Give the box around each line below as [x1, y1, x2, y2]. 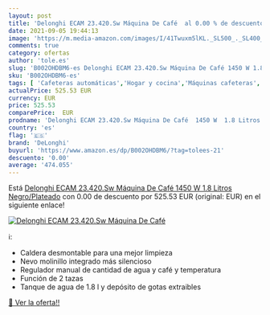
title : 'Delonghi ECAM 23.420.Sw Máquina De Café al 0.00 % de [8, 19, 228, 27]
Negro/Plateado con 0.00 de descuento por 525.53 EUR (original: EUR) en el [8, 192, 261, 202]
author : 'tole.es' [8, 57, 70, 65]
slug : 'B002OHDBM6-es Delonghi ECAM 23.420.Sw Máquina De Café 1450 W [8, 64, 250, 72]
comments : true [8, 42, 59, 50]
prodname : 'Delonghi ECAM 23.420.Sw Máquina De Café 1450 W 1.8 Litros [8, 117, 261, 125]
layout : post [8, 11, 52, 20]
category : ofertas [8, 49, 70, 57]
